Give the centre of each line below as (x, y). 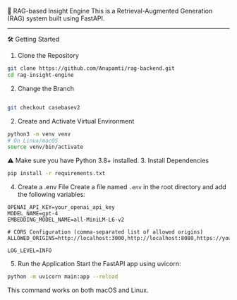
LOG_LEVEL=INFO (30, 251)
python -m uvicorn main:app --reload (63, 277)
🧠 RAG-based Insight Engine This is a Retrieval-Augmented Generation (110, 11)
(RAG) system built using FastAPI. (56, 18)
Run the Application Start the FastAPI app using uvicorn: (99, 264)
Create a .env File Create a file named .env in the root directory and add (122, 187)
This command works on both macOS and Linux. (78, 290)
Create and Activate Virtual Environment (76, 121)
